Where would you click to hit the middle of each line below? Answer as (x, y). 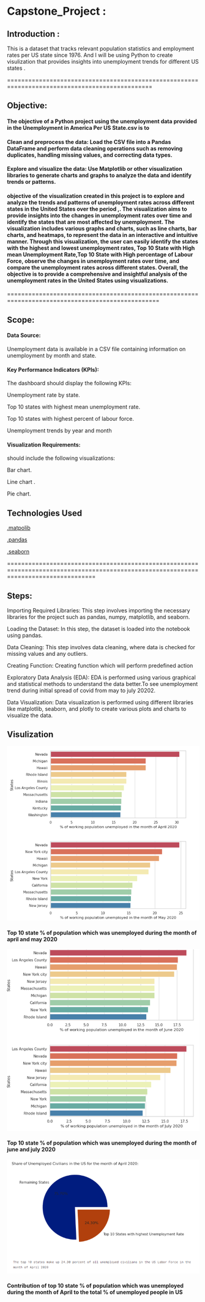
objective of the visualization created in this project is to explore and (96, 196)
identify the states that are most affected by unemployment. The (91, 222)
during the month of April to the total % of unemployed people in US (95, 1292)
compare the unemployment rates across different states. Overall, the (98, 267)
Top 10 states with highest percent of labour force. (70, 419)
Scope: (21, 320)
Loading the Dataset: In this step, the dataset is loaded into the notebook (99, 629)
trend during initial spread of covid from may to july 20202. (81, 691)
